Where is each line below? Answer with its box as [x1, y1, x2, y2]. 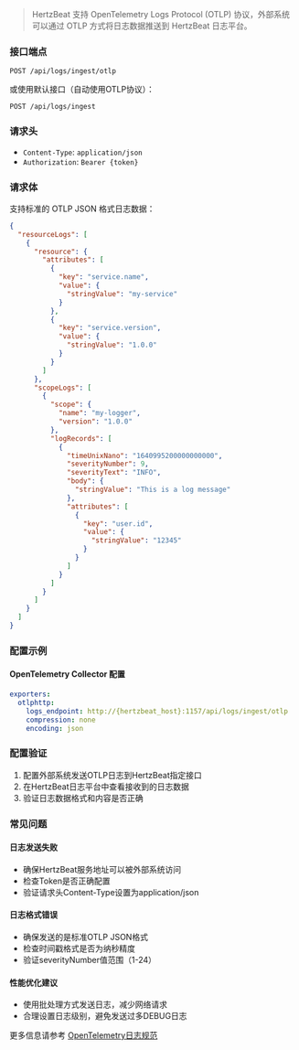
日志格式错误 [9, 909, 58, 920]
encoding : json [26, 723, 84, 733]
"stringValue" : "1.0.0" [67, 340, 157, 350]
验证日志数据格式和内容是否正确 [22, 792, 144, 803]
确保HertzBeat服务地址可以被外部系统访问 [22, 863, 182, 874]
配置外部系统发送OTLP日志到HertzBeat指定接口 [22, 769, 203, 780]
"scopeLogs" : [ [33, 383, 92, 392]
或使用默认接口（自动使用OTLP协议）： [9, 84, 155, 95]
